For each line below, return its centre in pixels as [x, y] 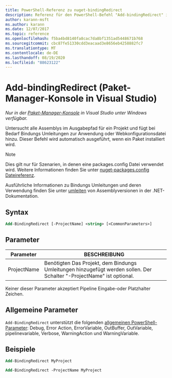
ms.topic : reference [27, 34]
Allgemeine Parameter [42, 310]
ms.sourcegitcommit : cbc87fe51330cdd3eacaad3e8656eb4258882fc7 [74, 44]
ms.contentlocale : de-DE [32, 53]
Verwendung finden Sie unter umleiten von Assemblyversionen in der [79, 191]
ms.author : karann [25, 24]
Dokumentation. [22, 196]
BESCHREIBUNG [104, 254]
